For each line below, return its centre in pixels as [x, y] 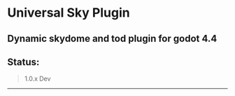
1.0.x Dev [37, 79]
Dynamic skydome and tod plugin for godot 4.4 [112, 39]
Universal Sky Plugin [69, 13]
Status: [23, 62]
